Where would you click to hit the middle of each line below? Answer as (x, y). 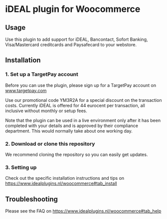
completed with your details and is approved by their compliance (72, 126)
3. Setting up (21, 167)
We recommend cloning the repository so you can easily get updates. (77, 154)
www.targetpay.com (26, 90)
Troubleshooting (32, 199)
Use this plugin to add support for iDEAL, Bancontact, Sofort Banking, (77, 39)
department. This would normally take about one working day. (69, 131)
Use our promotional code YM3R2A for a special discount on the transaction (83, 100)
